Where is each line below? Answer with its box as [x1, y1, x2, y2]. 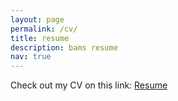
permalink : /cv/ [10, 24, 78, 34]
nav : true [10, 52, 52, 62]
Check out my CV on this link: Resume [10, 79, 168, 91]
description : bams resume [10, 42, 118, 53]
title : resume [10, 33, 70, 43]
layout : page [10, 14, 65, 25]
